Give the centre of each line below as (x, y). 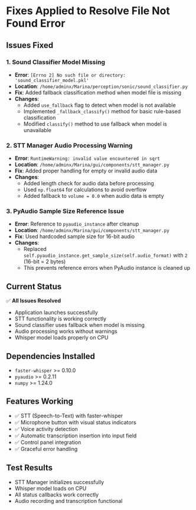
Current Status (34, 287)
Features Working (40, 402)
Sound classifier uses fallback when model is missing (79, 325)
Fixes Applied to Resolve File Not (88, 11)
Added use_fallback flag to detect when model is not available (99, 105)
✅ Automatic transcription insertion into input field (76, 436)
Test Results (30, 468)
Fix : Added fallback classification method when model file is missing (98, 92)
